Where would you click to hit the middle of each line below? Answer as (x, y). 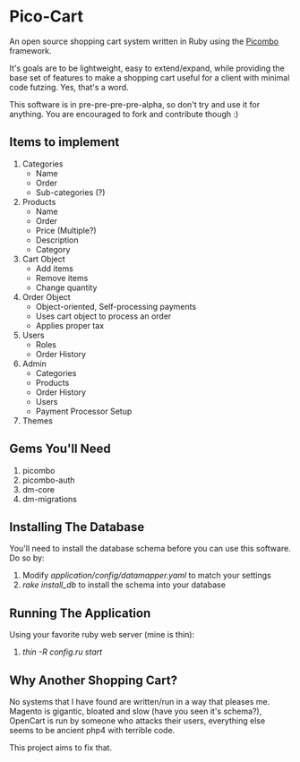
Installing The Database (77, 527)
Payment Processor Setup (84, 411)
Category (53, 249)
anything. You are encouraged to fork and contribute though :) (124, 114)
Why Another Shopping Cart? (93, 680)
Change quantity (66, 287)
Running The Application (80, 613)
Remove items (62, 278)
